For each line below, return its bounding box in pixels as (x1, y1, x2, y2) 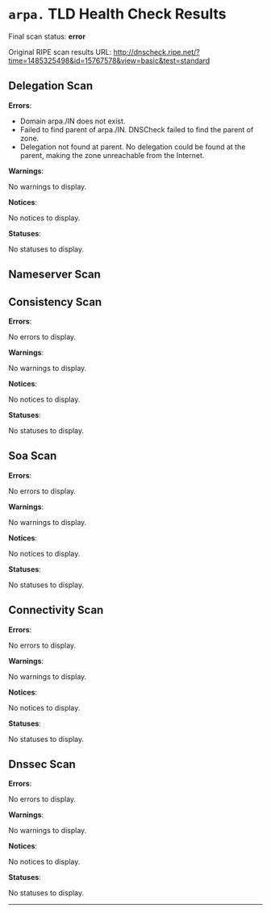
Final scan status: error (8, 31, 86, 41)
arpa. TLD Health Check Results (8, 5, 227, 23)
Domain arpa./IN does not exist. (19, 116, 126, 126)
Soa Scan (8, 449, 57, 463)
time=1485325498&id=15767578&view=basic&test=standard (8, 56, 211, 65)
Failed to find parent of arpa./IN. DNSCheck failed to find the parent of (19, 124, 254, 134)
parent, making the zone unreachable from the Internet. (19, 150, 205, 160)
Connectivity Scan (8, 603, 104, 617)
